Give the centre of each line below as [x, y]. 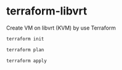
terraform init [25, 39]
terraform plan [25, 49]
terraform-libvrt [47, 11]
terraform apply [26, 61]
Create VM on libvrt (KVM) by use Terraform [61, 28]
